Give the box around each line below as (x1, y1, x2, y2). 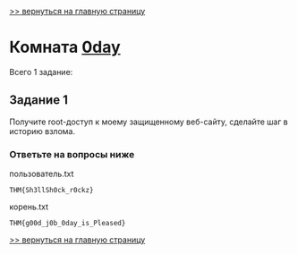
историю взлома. (9, 125, 76, 136)
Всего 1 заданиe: (9, 66, 73, 77)
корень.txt (9, 201, 49, 212)
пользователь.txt (9, 168, 74, 180)
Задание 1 (9, 92, 69, 108)
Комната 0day (9, 38, 121, 57)
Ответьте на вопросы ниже (9, 148, 135, 160)
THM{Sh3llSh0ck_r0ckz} (9, 186, 94, 195)
